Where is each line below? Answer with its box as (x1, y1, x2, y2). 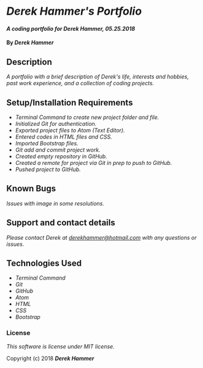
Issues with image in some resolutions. (6, 199, 104, 207)
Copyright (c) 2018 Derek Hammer (6, 355, 94, 362)
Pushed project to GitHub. (15, 166, 81, 173)
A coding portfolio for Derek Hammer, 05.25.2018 (6, 25, 136, 32)
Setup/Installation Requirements (6, 97, 133, 108)
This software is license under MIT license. (6, 342, 115, 350)
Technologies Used (6, 258, 82, 269)
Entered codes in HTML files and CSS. (15, 133, 112, 140)
